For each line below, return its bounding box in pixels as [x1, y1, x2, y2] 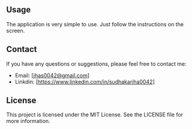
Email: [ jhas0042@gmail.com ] [14, 72, 90, 79]
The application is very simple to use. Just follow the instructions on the [6, 20, 184, 27]
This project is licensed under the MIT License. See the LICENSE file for [6, 111, 184, 118]
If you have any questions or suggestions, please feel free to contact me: [6, 60, 187, 67]
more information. [6, 118, 50, 125]
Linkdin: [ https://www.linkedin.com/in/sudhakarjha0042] [14, 78, 155, 85]
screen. [6, 27, 25, 34]
